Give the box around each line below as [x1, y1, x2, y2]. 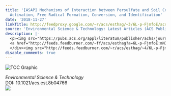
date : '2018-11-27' [5, 17, 47, 22]
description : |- [5, 31, 40, 36]
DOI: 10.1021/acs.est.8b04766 [5, 80, 68, 86]
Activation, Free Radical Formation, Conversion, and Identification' [10, 12, 163, 17]
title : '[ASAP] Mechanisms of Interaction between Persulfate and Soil [5, 7, 160, 13]
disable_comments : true [5, 50, 56, 55]
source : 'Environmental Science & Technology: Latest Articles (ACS [5, 27, 154, 32]
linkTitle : [5, 21, 28, 27]
